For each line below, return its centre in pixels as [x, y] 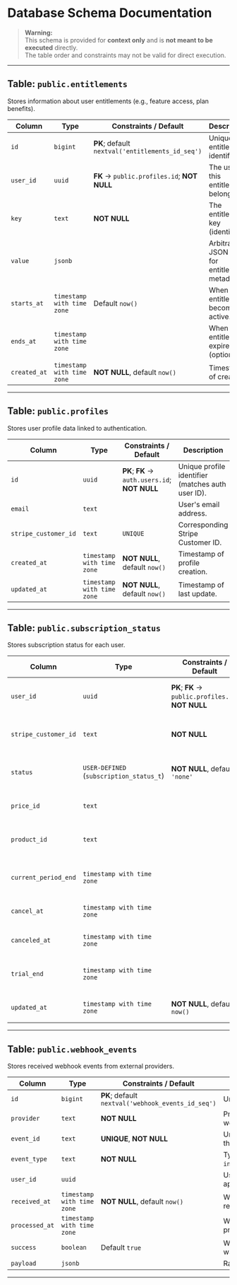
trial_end [27, 974]
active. [220, 316]
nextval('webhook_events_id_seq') [158, 1104]
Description [203, 450]
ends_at [24, 341]
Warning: [38, 33]
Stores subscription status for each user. [66, 645]
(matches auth [202, 484]
